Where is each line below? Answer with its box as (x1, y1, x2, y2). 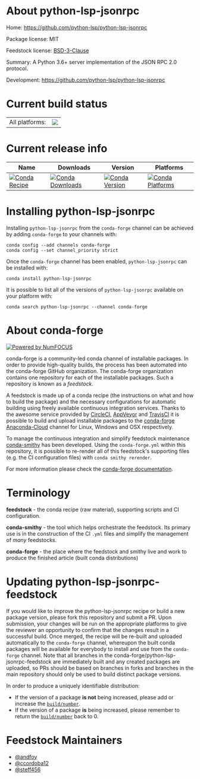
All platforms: (9, 118, 46, 126)
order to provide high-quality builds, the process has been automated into (6, 361, 187, 368)
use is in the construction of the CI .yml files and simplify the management (6, 530, 189, 537)
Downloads (57, 163, 91, 171)
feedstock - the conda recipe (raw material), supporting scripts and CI (6, 506, 180, 513)
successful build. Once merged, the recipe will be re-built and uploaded (6, 633, 183, 640)
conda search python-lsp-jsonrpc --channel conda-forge (6, 304, 148, 310)
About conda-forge (6, 323, 104, 337)
